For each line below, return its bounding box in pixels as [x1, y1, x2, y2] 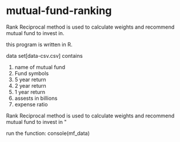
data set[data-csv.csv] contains [6, 52, 83, 59]
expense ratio [14, 101, 48, 108]
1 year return [14, 88, 46, 95]
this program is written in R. [6, 41, 73, 48]
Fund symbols [14, 70, 49, 77]
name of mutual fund [14, 63, 66, 71]
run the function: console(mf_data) [6, 130, 90, 137]
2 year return [14, 82, 47, 89]
